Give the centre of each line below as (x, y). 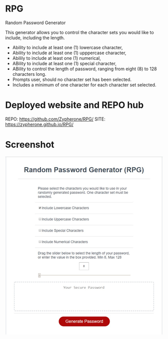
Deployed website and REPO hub (74, 105)
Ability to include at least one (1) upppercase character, (69, 53)
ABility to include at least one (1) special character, (64, 63)
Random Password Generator (35, 23)
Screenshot (30, 145)
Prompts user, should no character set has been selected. (72, 79)
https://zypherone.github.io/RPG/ (39, 124)
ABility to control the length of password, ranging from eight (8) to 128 (84, 69)
